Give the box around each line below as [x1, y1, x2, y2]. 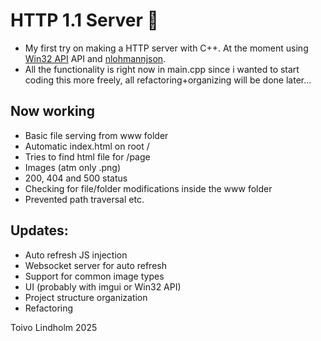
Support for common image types [24, 270, 165, 282]
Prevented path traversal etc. [24, 193, 145, 205]
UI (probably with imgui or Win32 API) [24, 280, 182, 293]
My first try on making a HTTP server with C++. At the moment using [24, 42, 309, 54]
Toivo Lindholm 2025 [10, 321, 98, 333]
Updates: [10, 222, 69, 239]
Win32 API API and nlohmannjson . [24, 52, 167, 64]
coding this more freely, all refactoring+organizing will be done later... [24, 74, 312, 86]
